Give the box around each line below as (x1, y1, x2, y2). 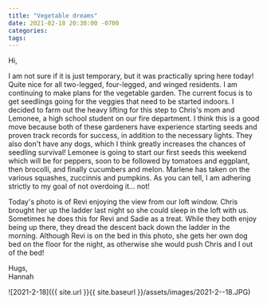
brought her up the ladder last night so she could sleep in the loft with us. (8, 205, 249, 216)
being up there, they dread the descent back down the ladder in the (8, 223, 230, 232)
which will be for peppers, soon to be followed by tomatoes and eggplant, (8, 156, 250, 166)
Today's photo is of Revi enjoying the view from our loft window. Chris (8, 197, 238, 207)
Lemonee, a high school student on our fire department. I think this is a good (8, 113, 260, 124)
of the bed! (8, 248, 45, 258)
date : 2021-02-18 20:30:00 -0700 (8, 19, 120, 27)
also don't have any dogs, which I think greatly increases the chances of (8, 139, 246, 149)
